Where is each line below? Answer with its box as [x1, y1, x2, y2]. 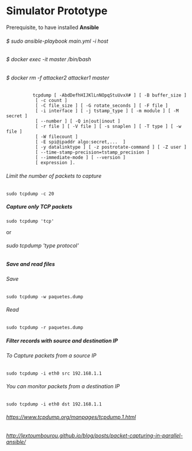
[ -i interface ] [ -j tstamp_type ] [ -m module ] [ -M [35, 108, 179, 114]
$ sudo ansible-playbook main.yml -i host [6, 37, 108, 44]
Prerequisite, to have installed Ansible [6, 24, 100, 31]
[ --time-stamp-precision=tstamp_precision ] [35, 149, 150, 155]
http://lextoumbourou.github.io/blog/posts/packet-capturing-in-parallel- [6, 431, 183, 439]
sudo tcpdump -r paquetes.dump [6, 324, 84, 330]
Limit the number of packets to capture [6, 172, 102, 179]
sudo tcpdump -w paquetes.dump [6, 293, 84, 300]
